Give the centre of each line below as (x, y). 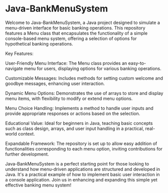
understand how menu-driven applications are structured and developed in (83, 169)
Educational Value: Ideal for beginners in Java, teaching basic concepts (79, 123)
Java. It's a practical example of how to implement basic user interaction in (82, 174)
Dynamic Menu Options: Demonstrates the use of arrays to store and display (84, 93)
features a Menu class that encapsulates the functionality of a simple (76, 33)
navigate (14, 68)
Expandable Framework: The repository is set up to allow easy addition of (81, 143)
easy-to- (137, 63)
